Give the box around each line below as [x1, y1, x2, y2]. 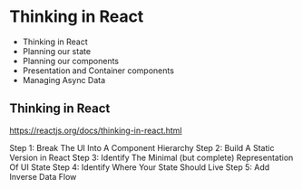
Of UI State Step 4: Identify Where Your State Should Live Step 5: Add [9, 161, 270, 173]
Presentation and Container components [22, 65, 175, 76]
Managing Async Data [22, 74, 106, 85]
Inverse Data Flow [9, 171, 77, 182]
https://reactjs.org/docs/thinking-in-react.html [9, 125, 183, 136]
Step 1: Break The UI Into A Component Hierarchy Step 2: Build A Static [9, 142, 275, 153]
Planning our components [22, 55, 120, 66]
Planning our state [22, 45, 92, 56]
